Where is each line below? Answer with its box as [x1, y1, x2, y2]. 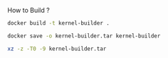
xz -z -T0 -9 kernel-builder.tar [7, 45, 107, 52]
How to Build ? [7, 6, 50, 14]
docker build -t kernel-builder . [7, 20, 110, 27]
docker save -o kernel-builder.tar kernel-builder [7, 32, 161, 40]
